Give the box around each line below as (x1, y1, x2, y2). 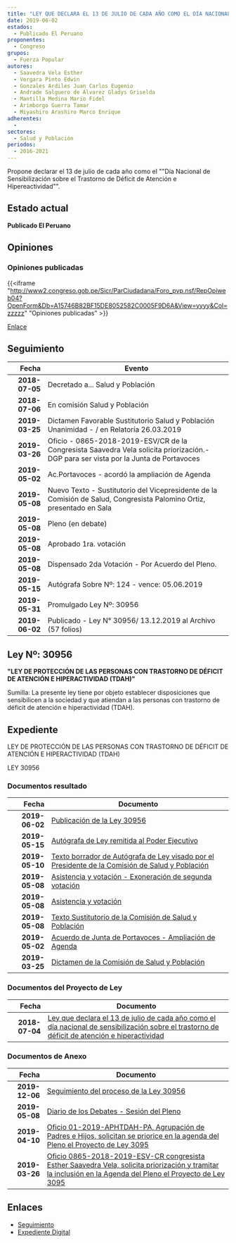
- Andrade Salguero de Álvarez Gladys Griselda (13, 89, 156, 96)
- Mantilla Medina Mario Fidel (13, 96, 105, 103)
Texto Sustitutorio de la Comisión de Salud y (51, 913, 197, 923)
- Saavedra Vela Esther (13, 69, 83, 76)
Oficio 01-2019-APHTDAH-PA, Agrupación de (46, 1122, 205, 1132)
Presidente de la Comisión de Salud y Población (51, 861, 209, 870)
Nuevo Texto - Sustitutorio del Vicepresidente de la (47, 485, 218, 495)
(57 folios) (47, 625, 83, 635)
